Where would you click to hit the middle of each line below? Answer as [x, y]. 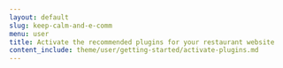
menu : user [29, 34]
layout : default [39, 17]
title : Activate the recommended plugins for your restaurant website [142, 42]
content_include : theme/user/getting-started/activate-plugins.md [134, 50]
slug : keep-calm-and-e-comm [61, 26]
